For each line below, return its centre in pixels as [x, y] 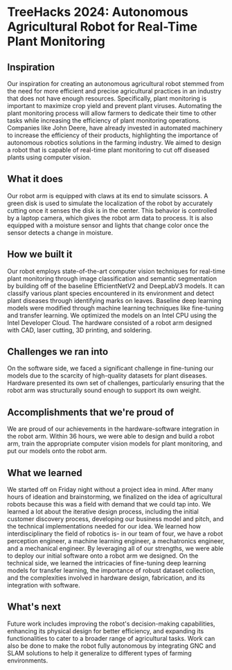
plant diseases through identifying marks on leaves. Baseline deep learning [114, 300]
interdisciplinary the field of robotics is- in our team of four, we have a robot [115, 534]
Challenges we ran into [58, 352]
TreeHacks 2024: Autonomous [98, 12]
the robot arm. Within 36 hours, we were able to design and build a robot [111, 437]
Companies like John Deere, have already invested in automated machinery [115, 128]
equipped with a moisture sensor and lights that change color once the [108, 225]
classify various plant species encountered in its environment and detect [111, 293]
